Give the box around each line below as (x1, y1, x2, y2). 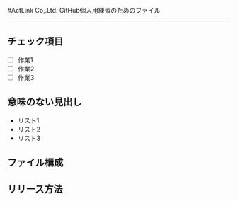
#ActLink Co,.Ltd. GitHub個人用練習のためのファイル (7, 6, 161, 14)
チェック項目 (7, 35, 64, 47)
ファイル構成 (7, 156, 64, 168)
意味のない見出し (7, 96, 82, 108)
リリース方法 (7, 183, 63, 195)
